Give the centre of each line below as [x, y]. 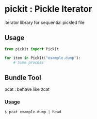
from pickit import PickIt [32, 49]
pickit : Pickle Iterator [48, 9]
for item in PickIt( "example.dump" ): [43, 58]
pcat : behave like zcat [27, 89]
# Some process [29, 62]
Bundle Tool [23, 77]
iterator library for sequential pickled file [45, 22]
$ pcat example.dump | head [33, 112]
